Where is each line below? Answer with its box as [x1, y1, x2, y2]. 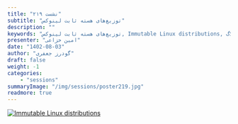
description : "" [7, 23, 55, 30]
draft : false [7, 57, 46, 64]
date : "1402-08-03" [7, 43, 65, 50]
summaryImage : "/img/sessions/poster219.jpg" [7, 83, 144, 90]
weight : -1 [7, 63, 40, 70]
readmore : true [7, 89, 52, 96]
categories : [7, 69, 42, 77]
